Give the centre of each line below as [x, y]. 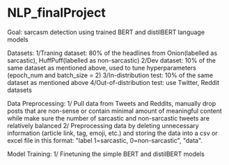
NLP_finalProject [56, 13]
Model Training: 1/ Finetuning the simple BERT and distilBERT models [106, 154]
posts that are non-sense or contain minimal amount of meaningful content [115, 111]
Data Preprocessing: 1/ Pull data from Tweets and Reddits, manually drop [112, 103]
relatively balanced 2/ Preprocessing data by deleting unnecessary [103, 125]
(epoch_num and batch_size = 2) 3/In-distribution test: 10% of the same [110, 75]
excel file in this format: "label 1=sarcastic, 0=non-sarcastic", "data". [105, 140]
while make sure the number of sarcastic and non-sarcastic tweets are [109, 118]
